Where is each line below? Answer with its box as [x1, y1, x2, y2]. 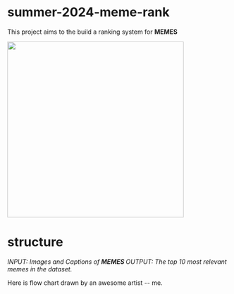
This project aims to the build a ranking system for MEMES [7, 27, 178, 36]
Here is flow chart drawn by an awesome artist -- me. [7, 279, 164, 287]
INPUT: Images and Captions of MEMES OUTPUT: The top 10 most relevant [7, 257, 227, 266]
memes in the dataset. [7, 264, 73, 273]
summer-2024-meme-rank [7, 4, 171, 20]
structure [7, 234, 63, 250]
